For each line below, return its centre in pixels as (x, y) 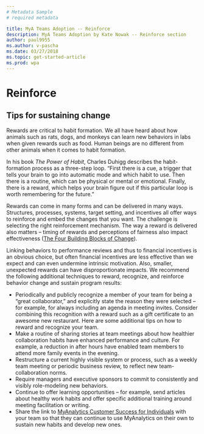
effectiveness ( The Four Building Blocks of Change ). (72, 238)
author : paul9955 (28, 40)
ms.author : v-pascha (33, 46)
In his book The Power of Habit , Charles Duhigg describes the (84, 161)
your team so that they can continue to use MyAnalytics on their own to (104, 418)
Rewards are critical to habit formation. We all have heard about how (92, 130)
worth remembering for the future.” (50, 194)
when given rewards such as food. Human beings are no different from (95, 143)
